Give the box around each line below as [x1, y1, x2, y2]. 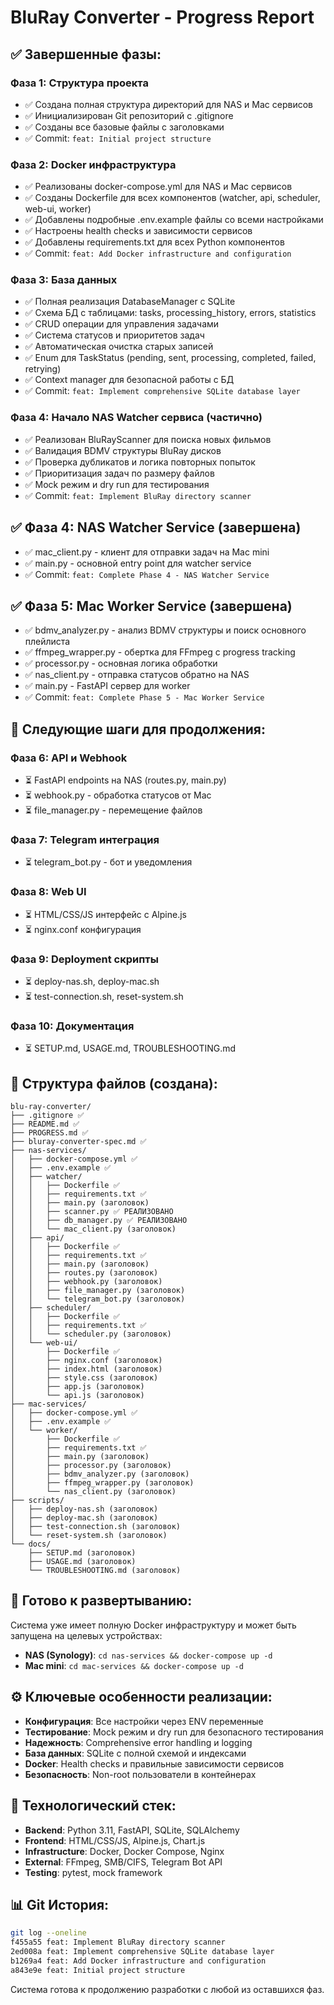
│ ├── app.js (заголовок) [10, 1382, 145, 1392]
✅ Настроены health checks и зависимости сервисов [24, 225, 253, 237]
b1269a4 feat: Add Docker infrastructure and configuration [10, 1956, 267, 1966]
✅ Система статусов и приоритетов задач [24, 329, 205, 341]
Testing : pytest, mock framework [24, 1866, 163, 1878]
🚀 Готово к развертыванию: [10, 1592, 193, 1610]
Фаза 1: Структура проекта [10, 76, 149, 90]
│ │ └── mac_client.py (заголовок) [10, 1224, 177, 1235]
